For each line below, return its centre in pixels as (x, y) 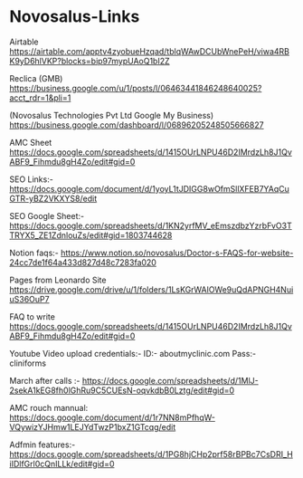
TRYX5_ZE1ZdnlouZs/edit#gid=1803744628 (91, 235)
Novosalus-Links (75, 17)
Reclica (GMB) (36, 78)
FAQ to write (33, 316)
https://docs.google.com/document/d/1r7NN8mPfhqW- (112, 417)
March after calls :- (45, 380)
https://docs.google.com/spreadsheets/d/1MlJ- (170, 380)
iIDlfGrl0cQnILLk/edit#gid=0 (62, 464)
